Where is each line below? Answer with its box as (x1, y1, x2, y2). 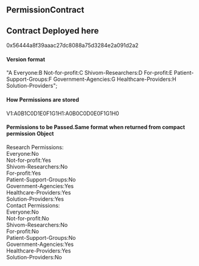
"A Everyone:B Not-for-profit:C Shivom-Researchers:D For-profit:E (6, 69, 173, 77)
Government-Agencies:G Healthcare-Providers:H (53, 75, 176, 83)
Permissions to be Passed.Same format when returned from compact (6, 124, 186, 131)
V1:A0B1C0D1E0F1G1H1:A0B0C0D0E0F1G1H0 (6, 110, 120, 117)
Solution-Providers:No (6, 253, 62, 261)
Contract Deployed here (6, 26, 99, 36)
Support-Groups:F (6, 75, 52, 83)
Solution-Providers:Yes (6, 195, 64, 203)
